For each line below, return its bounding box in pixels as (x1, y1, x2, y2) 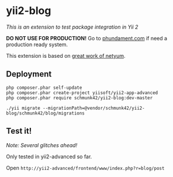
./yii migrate (6, 105, 41, 111)
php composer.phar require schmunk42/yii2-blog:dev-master (6, 95, 153, 100)
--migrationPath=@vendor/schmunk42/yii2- (43, 105, 145, 111)
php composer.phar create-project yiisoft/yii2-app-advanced (6, 89, 158, 96)
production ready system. (6, 41, 68, 48)
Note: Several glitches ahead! (6, 141, 78, 148)
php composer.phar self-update (6, 85, 82, 91)
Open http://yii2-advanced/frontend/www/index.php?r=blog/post (6, 164, 165, 171)
